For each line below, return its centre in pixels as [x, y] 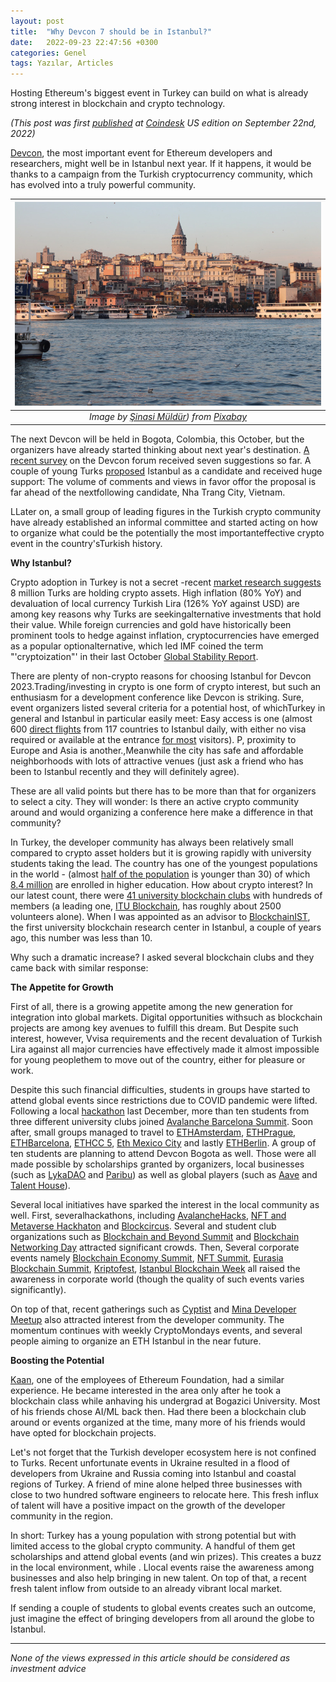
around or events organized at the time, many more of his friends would [158, 1422]
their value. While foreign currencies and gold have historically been [151, 624]
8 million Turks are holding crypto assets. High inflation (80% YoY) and [156, 592]
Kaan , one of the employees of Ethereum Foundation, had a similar [147, 1379]
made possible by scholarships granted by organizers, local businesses [157, 1164]
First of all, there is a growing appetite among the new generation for [151, 1006]
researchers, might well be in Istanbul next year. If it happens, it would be [161, 164]
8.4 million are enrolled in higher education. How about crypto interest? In [162, 884]
